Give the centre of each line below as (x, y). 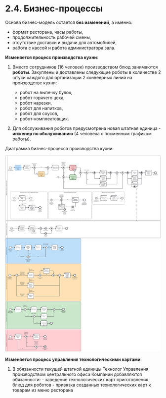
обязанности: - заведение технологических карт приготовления (80, 380)
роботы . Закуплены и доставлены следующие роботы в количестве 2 (86, 72)
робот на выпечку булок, (46, 92)
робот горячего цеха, (42, 98)
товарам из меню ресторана (42, 390)
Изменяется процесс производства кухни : (52, 57)
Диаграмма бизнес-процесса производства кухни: (59, 148)
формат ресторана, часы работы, (48, 32)
